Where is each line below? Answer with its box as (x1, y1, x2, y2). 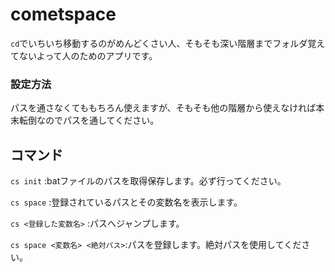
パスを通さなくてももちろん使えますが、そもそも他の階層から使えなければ (10, 102, 317, 114)
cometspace (10, 3, 117, 26)
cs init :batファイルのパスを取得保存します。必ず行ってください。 (10, 175, 287, 187)
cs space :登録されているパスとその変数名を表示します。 (10, 196, 243, 208)
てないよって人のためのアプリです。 (10, 49, 158, 62)
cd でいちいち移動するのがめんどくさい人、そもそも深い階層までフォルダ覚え (10, 37, 326, 49)
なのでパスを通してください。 (36, 114, 160, 127)
